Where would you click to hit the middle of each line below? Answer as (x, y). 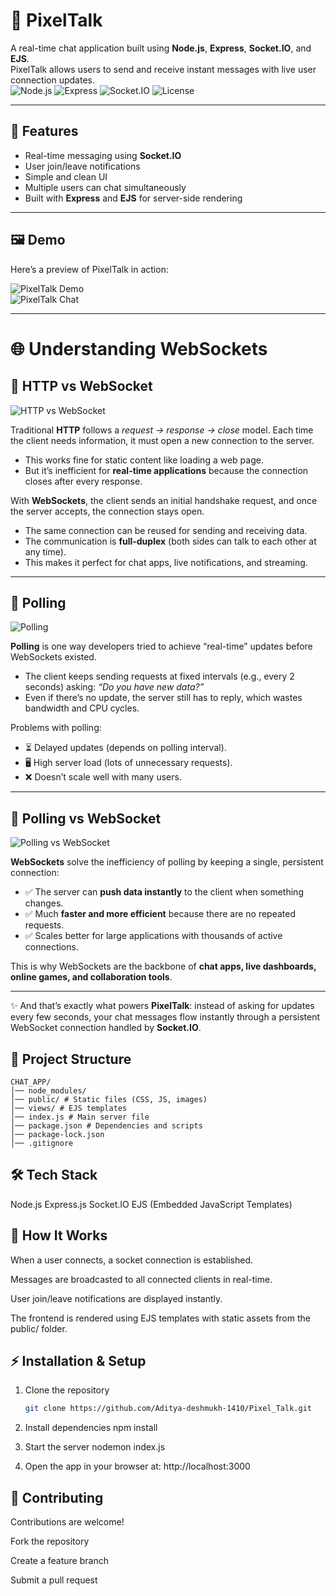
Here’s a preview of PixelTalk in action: (89, 269)
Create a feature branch (59, 1561)
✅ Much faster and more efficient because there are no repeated (160, 914)
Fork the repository (50, 1541)
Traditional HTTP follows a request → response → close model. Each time (162, 430)
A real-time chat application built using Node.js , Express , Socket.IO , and (161, 48)
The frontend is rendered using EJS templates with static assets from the (160, 1318)
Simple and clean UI (66, 176)
